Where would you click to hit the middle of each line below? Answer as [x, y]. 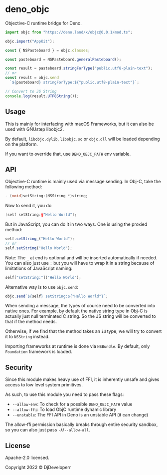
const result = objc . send [32, 78]
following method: [24, 187]
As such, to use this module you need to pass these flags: [65, 394]
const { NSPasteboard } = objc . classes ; [48, 50]
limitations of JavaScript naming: [39, 268]
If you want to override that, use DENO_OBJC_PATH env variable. [68, 154]
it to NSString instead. [27, 337]
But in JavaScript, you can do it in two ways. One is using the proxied [76, 224]
